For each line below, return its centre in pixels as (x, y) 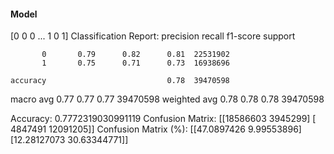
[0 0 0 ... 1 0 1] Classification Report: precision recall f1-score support (153, 36)
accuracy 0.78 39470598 (120, 81)
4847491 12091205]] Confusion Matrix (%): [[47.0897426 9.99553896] (156, 129)
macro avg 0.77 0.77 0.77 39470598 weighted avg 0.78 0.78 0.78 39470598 (167, 99)
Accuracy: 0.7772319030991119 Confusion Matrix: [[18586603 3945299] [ (163, 119)
